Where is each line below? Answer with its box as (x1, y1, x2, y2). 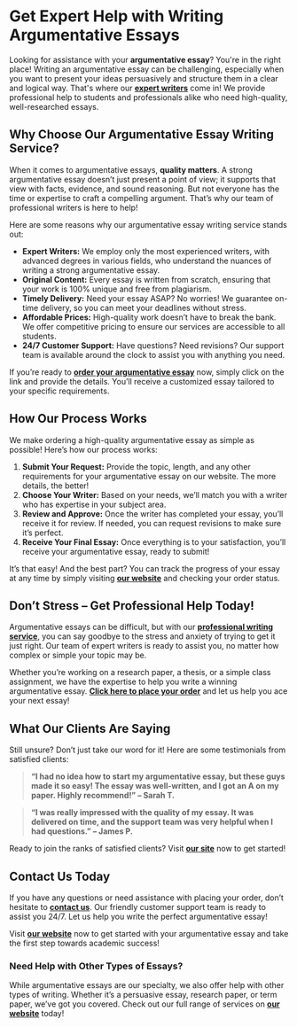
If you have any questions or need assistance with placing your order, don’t (9, 892, 284, 903)
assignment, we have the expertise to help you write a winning (9, 676, 238, 688)
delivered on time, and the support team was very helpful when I (30, 817, 273, 828)
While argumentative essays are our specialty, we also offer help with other (9, 980, 285, 991)
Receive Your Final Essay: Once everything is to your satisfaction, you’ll (21, 536, 286, 547)
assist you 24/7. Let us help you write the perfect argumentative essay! (9, 911, 268, 922)
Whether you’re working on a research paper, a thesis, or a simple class (9, 667, 271, 678)
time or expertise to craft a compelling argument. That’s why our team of (9, 192, 274, 203)
